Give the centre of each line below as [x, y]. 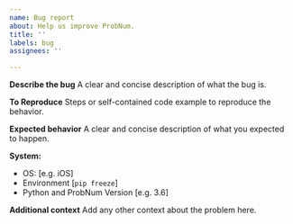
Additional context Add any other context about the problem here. [133, 210]
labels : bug [32, 43]
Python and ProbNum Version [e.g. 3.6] [96, 193]
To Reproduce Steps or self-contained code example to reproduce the [140, 102]
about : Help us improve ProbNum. [72, 26]
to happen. [29, 139]
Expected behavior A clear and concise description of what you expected [147, 129]
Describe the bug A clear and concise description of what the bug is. [138, 85]
